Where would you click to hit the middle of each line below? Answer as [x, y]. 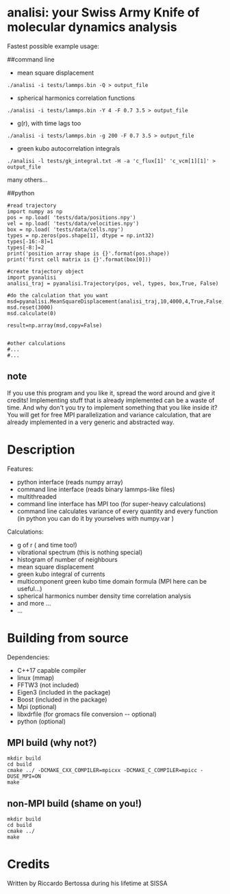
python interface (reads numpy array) [70, 482]
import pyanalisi [32, 277]
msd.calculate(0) [32, 313]
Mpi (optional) [37, 706]
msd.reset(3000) [30, 307]
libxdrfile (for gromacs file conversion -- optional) [87, 714]
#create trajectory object [46, 271]
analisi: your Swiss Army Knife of [103, 13]
